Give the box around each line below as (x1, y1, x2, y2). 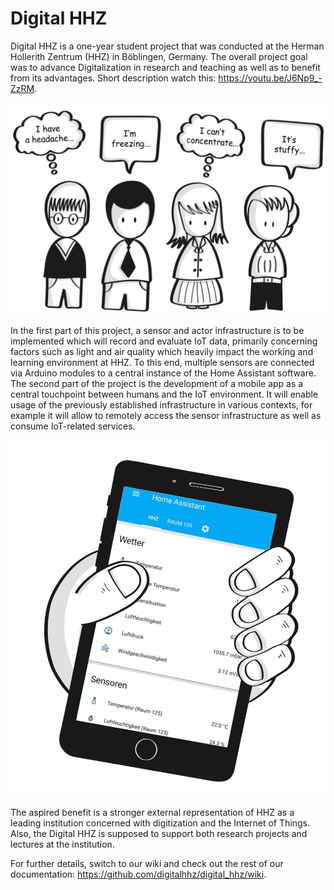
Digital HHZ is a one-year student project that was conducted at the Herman (10, 40, 325, 52)
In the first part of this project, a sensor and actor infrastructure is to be (10, 324, 305, 336)
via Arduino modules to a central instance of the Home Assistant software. (10, 367, 317, 379)
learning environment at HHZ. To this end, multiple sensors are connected (10, 356, 315, 368)
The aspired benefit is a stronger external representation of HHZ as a (10, 807, 295, 819)
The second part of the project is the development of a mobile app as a (10, 377, 304, 389)
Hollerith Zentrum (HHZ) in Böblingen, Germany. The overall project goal (10, 50, 308, 62)
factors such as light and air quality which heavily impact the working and (10, 345, 314, 357)
